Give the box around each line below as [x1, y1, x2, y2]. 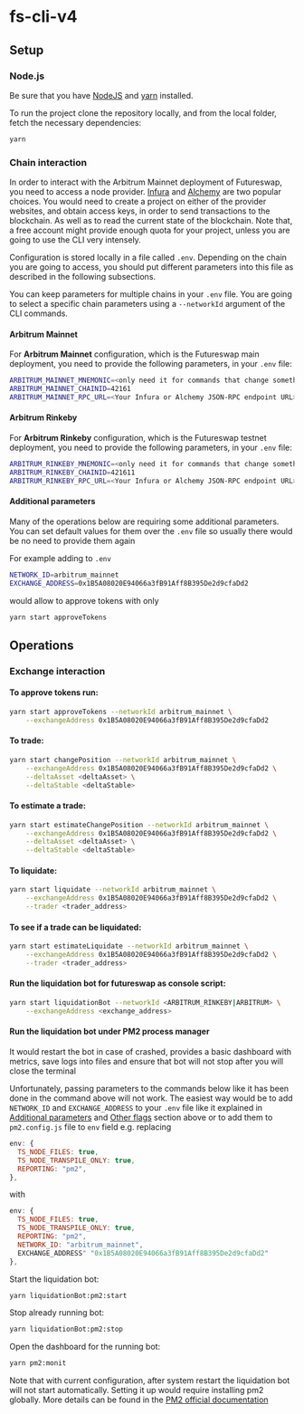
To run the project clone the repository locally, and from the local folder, [9, 107, 278, 119]
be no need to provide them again [9, 535, 136, 546]
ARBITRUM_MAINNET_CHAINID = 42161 [9, 385, 131, 394]
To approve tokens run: [9, 687, 99, 698]
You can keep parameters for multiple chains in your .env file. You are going [9, 289, 292, 300]
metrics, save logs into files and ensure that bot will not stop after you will [9, 1056, 283, 1067]
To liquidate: [9, 865, 58, 875]
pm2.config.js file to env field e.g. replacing [9, 1122, 172, 1132]
